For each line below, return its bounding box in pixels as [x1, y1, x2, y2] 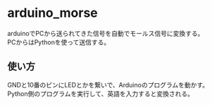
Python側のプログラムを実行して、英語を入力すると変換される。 [7, 89, 194, 98]
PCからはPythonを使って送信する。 [7, 37, 111, 47]
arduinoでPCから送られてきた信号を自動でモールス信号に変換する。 [7, 29, 204, 37]
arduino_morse [7, 5, 99, 21]
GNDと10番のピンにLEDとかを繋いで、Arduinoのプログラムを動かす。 [7, 80, 209, 89]
